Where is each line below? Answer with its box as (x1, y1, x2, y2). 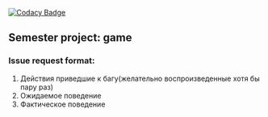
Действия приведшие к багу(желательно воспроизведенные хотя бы (19, 73, 260, 83)
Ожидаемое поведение (19, 90, 102, 100)
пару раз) (19, 81, 54, 92)
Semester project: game (8, 31, 132, 44)
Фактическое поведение (19, 99, 106, 109)
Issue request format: (8, 55, 95, 66)
